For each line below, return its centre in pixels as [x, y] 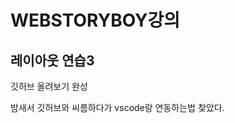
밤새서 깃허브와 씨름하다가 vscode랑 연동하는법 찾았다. [117, 107]
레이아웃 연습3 [52, 60]
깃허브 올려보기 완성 [49, 86]
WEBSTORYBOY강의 [95, 20]
